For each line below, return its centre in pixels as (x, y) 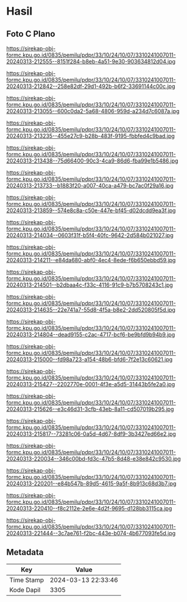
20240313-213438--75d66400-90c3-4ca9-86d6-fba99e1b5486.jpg (92, 161)
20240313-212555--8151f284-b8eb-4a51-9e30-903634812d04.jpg (91, 61)
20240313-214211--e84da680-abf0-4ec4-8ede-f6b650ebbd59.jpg (91, 260)
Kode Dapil (25, 590)
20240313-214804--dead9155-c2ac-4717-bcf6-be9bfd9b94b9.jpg (91, 335)
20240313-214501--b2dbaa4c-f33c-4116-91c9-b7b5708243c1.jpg (90, 285)
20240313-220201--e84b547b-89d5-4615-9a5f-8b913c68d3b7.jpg (91, 483)
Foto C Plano (31, 34)
